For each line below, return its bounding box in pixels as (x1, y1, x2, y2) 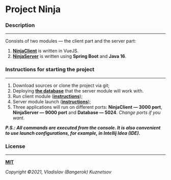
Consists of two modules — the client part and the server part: (5, 38, 136, 44)
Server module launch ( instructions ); (12, 98, 92, 105)
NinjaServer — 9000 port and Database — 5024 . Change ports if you (12, 109, 161, 115)
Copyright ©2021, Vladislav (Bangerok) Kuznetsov (5, 169, 112, 175)
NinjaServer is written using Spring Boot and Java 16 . (12, 53, 127, 59)
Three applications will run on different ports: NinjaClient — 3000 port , (12, 104, 162, 110)
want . (12, 114, 25, 121)
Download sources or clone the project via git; (12, 82, 110, 88)
